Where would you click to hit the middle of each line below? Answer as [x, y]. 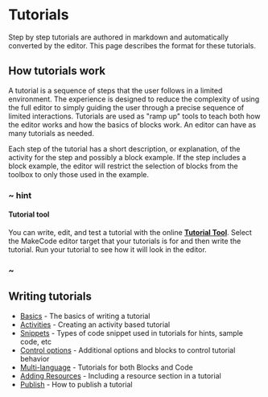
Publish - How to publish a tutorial [76, 384]
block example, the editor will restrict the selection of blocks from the [124, 166]
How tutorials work [57, 71]
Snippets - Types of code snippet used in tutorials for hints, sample [132, 333]
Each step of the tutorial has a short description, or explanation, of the [124, 149]
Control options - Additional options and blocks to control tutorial [128, 350]
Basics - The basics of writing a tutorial [85, 316]
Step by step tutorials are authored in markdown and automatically [119, 37]
